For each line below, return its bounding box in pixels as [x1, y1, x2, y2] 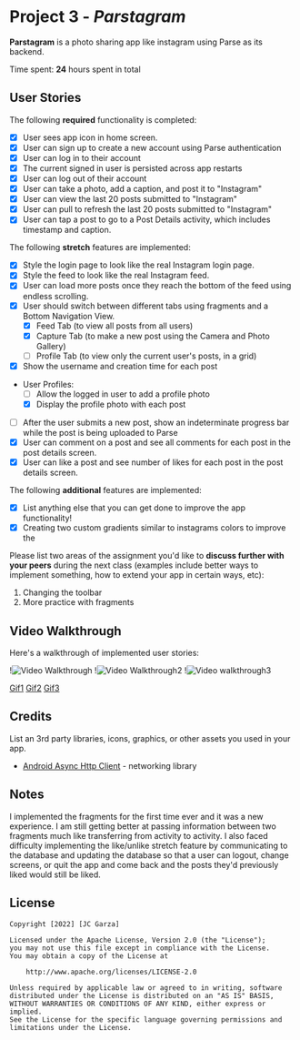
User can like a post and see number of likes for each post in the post [22, 457, 284, 468]
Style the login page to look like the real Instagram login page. [22, 259, 255, 270]
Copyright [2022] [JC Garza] [9, 919, 120, 929]
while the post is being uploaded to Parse [22, 428, 179, 438]
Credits [9, 709, 53, 724]
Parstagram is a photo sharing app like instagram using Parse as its [9, 36, 264, 47]
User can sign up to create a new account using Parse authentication [22, 142, 282, 153]
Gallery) [35, 340, 66, 351]
